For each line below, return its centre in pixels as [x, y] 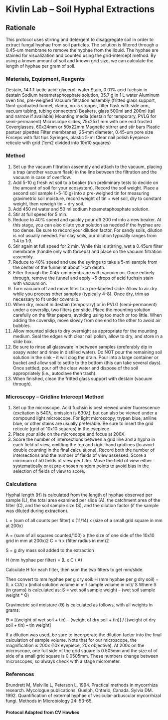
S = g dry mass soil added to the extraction [50, 550]
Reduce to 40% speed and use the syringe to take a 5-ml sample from [85, 262]
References [20, 674]
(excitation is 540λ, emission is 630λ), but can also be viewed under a [85, 413]
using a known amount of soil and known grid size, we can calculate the [80, 61]
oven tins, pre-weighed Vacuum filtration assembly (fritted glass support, [81, 100]
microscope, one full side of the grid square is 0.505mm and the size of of [82, 651]
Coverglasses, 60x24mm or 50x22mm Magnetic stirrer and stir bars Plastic [83, 127]
